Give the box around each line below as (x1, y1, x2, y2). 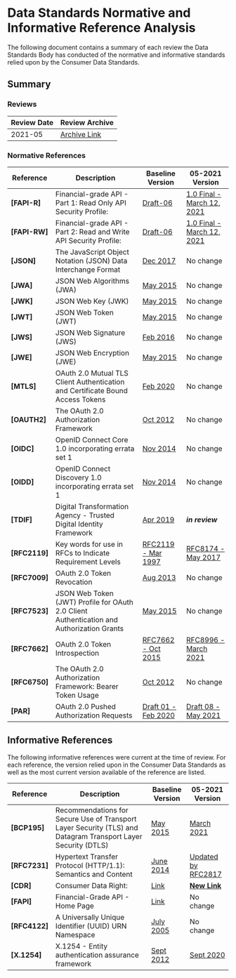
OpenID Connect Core (55, 435, 129, 444)
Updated (189, 852, 219, 861)
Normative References (7, 150, 86, 160)
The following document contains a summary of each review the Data (7, 43, 209, 51)
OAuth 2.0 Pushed (55, 701, 116, 711)
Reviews (7, 100, 37, 110)
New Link (189, 880, 222, 890)
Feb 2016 (142, 332, 176, 342)
